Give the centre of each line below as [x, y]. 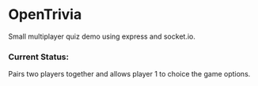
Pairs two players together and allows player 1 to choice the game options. [129, 74]
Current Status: [39, 57]
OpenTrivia [45, 15]
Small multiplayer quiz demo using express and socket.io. [102, 36]
